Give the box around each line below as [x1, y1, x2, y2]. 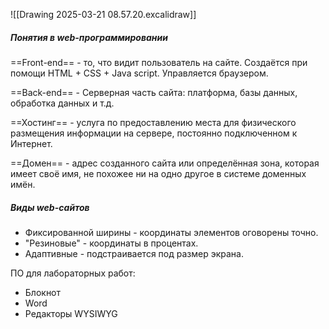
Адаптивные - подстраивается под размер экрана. [24, 247, 244, 259]
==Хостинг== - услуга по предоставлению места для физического [10, 116, 297, 128]
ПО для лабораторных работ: [10, 267, 136, 279]
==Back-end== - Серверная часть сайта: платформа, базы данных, [10, 86, 298, 98]
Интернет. [10, 137, 53, 149]
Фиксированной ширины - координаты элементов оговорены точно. [24, 226, 319, 238]
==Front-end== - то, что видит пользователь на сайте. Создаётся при [10, 56, 308, 68]
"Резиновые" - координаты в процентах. [24, 237, 199, 249]
